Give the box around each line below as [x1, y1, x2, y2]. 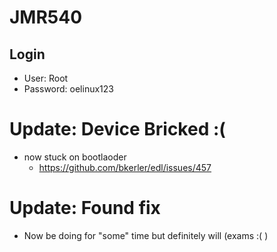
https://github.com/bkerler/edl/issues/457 [38, 161, 212, 173]
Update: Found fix [9, 197, 161, 220]
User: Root [23, 72, 69, 84]
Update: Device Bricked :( [9, 118, 226, 141]
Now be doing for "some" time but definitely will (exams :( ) [23, 229, 269, 241]
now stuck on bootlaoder [23, 151, 127, 163]
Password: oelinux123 [23, 83, 114, 95]
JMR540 [9, 6, 83, 29]
